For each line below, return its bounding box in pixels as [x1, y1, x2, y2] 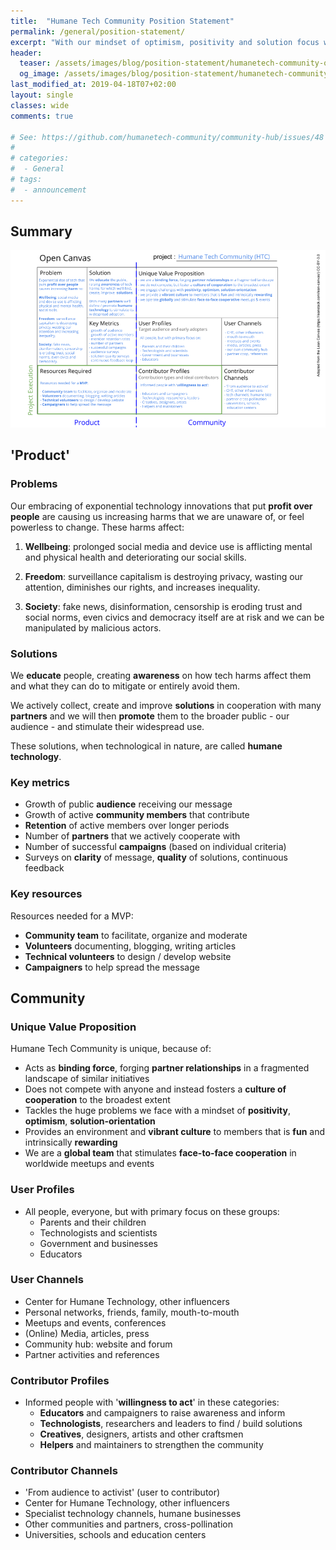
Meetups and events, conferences [24, 1316, 167, 1329]
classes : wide [10, 100, 70, 110]
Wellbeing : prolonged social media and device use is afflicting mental [24, 540, 313, 552]
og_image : [19, 69, 60, 79]
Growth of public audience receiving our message [24, 798, 233, 810]
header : [10, 48, 43, 58]
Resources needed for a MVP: [10, 910, 134, 922]
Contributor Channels [10, 1464, 118, 1478]
